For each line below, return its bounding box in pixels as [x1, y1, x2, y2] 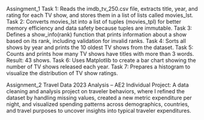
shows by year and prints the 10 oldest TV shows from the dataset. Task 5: [6, 44, 194, 51]
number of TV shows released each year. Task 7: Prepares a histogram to [6, 63, 191, 70]
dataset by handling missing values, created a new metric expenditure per [6, 94, 192, 101]
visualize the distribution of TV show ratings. [6, 70, 119, 76]
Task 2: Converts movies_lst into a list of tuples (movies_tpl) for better [6, 18, 181, 25]
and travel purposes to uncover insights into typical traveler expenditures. [6, 107, 192, 114]
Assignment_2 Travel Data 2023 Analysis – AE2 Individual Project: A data [6, 81, 189, 88]
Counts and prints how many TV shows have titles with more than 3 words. [6, 50, 194, 57]
